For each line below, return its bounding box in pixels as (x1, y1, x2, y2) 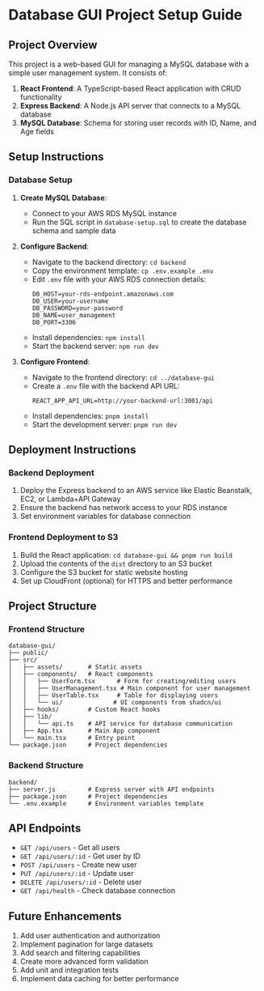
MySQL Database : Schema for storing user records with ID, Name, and (19, 118, 257, 127)
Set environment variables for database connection (19, 512, 191, 521)
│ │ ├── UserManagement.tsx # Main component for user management (8, 684, 251, 693)
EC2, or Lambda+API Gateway (19, 494, 121, 504)
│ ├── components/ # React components (8, 670, 153, 678)
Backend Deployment (8, 467, 94, 478)
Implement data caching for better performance (19, 974, 179, 984)
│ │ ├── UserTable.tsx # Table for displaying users (8, 691, 219, 700)
